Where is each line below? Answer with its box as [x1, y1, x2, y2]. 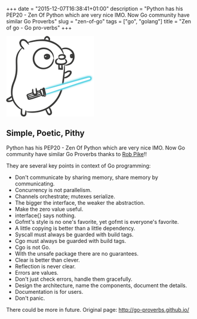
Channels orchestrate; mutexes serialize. [14, 193, 115, 200]
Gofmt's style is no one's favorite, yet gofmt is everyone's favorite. [14, 218, 179, 225]
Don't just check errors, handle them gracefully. [14, 275, 133, 282]
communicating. [14, 180, 55, 187]
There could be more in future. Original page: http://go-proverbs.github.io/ [6, 306, 190, 313]
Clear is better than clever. [14, 256, 81, 263]
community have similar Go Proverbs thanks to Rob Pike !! [6, 150, 147, 157]
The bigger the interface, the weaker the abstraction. [14, 199, 145, 206]
